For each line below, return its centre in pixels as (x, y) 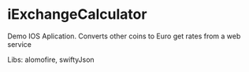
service (20, 44)
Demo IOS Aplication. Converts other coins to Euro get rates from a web (124, 36)
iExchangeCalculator (77, 14)
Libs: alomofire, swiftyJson (51, 59)
